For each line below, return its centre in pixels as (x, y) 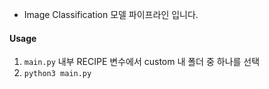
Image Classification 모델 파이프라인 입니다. (111, 14)
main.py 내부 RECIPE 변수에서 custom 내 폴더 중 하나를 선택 (142, 62)
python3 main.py (57, 74)
